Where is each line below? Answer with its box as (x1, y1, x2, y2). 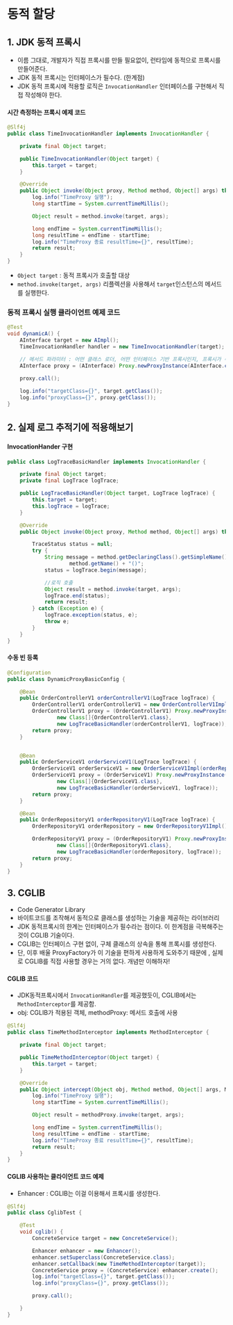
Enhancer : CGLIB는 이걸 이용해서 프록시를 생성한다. (17, 1189, 161, 1197)
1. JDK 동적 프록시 (7, 36, 81, 48)
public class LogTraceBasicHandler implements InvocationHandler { (7, 458, 207, 465)
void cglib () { (19, 1228, 64, 1235)
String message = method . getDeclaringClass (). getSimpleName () (44, 554, 228, 561)
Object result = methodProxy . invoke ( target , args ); (32, 1111, 185, 1118)
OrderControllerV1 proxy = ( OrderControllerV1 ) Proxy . (32, 707, 194, 715)
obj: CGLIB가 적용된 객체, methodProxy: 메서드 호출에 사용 (17, 1009, 178, 1017)
